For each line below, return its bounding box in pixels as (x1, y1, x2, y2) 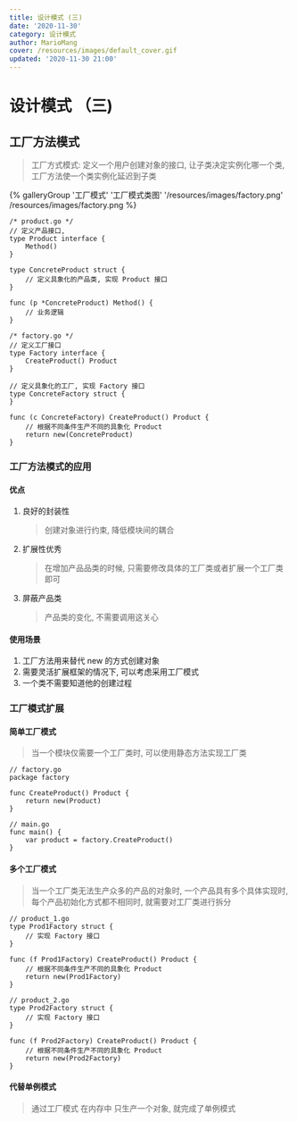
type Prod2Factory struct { (9, 1003, 114, 1012)
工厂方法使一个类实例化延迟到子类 (30, 171, 157, 181)
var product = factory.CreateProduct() (25, 836, 174, 845)
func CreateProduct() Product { (9, 789, 129, 798)
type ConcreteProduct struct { (9, 265, 126, 274)
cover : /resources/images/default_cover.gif (9, 46, 177, 55)
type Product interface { (9, 234, 105, 243)
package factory (9, 774, 70, 783)
